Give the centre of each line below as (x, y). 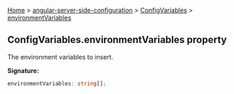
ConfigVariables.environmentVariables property (117, 40)
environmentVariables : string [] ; (57, 83)
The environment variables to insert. (60, 57)
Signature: (23, 71)
